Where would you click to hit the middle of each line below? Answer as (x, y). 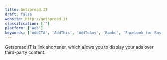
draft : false (19, 14)
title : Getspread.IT (27, 10)
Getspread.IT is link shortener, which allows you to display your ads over (79, 47)
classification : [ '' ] (28, 24)
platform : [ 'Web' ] (24, 28)
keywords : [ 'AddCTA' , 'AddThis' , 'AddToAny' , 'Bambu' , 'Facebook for (79, 33)
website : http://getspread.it (37, 19)
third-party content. (25, 52)
